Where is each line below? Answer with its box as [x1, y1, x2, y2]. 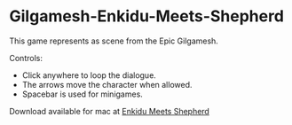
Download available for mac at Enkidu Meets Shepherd [9, 105, 210, 116]
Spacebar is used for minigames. [21, 89, 144, 99]
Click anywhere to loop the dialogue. [21, 69, 157, 81]
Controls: [9, 52, 43, 63]
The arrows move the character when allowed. [21, 79, 193, 90]
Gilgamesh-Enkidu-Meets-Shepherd [9, 6, 284, 27]
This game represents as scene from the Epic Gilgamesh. [9, 35, 219, 46]
